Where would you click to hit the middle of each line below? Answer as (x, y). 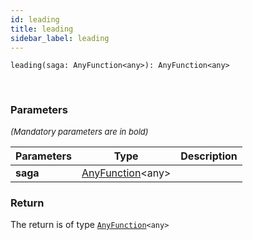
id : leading (35, 19)
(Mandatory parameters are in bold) (79, 131)
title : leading (42, 29)
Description (209, 156)
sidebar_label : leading (60, 38)
